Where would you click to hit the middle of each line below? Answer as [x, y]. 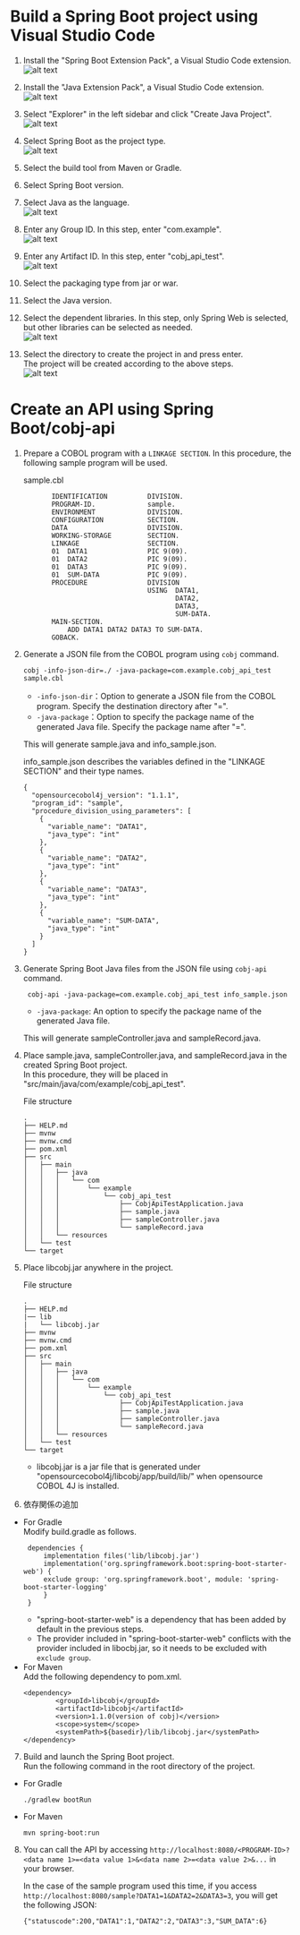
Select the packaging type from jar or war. [100, 283]
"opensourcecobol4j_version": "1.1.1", [105, 795]
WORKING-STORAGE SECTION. [116, 535]
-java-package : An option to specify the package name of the [149, 1011]
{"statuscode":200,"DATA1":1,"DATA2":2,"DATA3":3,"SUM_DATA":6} [145, 1921]
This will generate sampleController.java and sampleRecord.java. [142, 1038]
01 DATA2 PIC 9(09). [120, 559]
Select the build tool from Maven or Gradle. [102, 167]
